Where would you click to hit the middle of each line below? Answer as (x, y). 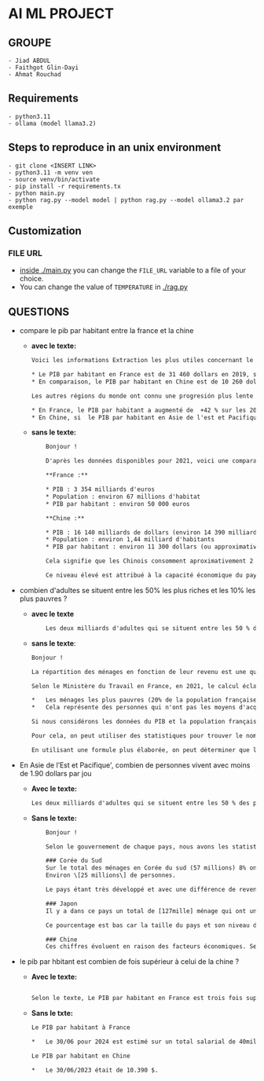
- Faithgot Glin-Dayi (44, 68)
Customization (45, 231)
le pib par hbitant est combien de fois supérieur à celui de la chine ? (129, 962)
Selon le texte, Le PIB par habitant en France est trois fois (137, 999)
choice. (32, 279)
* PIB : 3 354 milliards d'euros (101, 489)
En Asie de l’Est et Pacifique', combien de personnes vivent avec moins (135, 765)
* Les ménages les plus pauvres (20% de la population (126, 700)
